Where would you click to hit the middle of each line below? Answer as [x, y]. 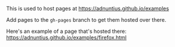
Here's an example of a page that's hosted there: [66, 31]
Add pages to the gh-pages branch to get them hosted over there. [86, 20]
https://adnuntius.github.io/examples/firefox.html [66, 37]
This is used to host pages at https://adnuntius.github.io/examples [87, 9]
